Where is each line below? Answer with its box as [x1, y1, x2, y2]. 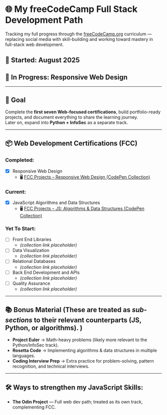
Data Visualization [12, 247, 50, 253]
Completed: [5, 157, 34, 164]
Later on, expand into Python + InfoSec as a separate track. [5, 119, 128, 125]
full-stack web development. [5, 41, 64, 47]
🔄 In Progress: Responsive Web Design [5, 73, 128, 81]
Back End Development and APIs [12, 269, 80, 275]
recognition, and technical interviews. [12, 363, 89, 370]
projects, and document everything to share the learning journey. [5, 114, 138, 120]
